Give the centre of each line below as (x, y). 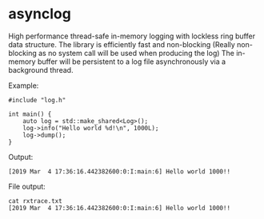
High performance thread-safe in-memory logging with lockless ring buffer (132, 36)
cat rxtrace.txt (35, 201)
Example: (24, 86)
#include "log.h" (37, 100)
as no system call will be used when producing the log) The (136, 53)
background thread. (41, 70)
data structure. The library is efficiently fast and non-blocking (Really (122, 44)
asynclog (40, 14)
